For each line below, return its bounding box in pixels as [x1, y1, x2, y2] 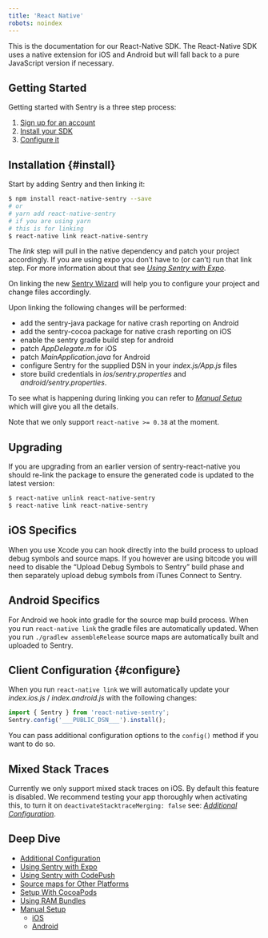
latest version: [8, 479, 55, 489]
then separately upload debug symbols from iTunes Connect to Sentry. [8, 570, 242, 580]
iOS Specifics [8, 524, 78, 537]
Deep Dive [8, 832, 61, 846]
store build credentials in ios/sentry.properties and [19, 369, 186, 379]
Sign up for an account [19, 118, 96, 128]
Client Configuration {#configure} [8, 663, 182, 677]
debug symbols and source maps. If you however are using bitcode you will [8, 553, 258, 563]
